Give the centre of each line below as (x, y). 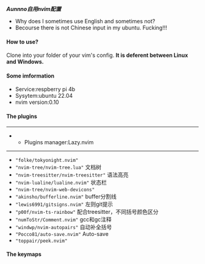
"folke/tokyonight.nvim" (47, 160)
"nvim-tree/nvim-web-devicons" (55, 189)
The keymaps (24, 254)
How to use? (22, 42)
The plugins (22, 116)
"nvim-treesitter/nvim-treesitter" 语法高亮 (72, 174)
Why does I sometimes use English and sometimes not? (85, 21)
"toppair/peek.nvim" (41, 241)
